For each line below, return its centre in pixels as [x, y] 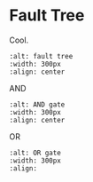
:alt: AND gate [37, 104]
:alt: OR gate [35, 153]
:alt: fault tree [41, 56]
